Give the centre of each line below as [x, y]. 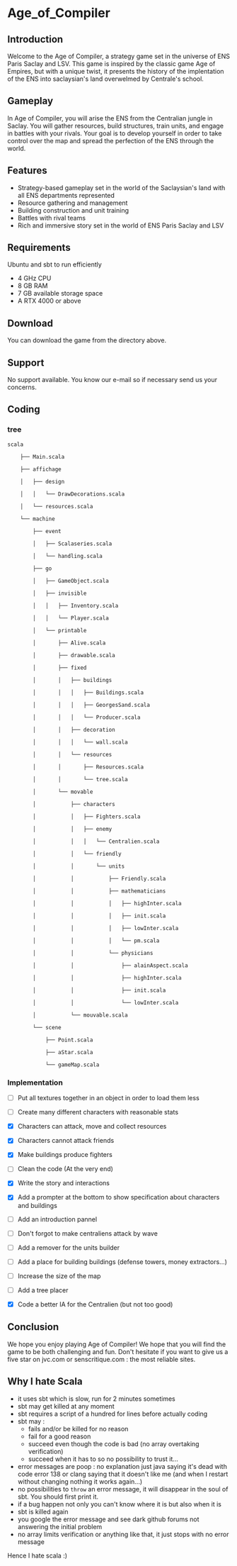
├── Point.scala [69, 1040]
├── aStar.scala [69, 1052]
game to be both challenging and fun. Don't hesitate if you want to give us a [118, 1351]
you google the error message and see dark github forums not [108, 1519]
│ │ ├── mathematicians [99, 891]
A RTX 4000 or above [49, 301]
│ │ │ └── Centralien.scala [96, 841]
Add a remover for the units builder [69, 1247]
